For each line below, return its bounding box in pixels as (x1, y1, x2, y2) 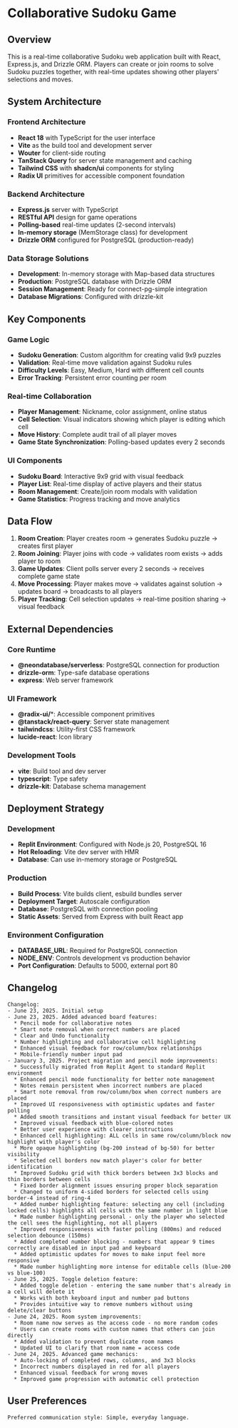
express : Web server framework (17, 676, 114, 684)
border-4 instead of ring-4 (7, 1194, 91, 1202)
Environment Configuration (7, 930, 104, 940)
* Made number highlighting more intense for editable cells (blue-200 (14, 1263, 232, 1270)
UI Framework (7, 694, 57, 704)
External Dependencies (7, 623, 114, 635)
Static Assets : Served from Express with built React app (17, 912, 184, 921)
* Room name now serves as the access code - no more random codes (14, 1319, 219, 1327)
